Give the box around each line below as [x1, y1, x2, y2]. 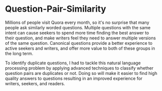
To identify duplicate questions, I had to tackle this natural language [5, 60, 141, 66]
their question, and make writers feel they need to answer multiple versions [5, 35, 156, 41]
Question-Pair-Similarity [5, 3, 106, 15]
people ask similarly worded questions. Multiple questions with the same [5, 24, 151, 30]
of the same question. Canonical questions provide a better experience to [5, 40, 153, 46]
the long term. [5, 50, 33, 56]
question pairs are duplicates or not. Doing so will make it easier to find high [5, 70, 157, 76]
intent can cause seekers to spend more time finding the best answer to [5, 30, 149, 36]
